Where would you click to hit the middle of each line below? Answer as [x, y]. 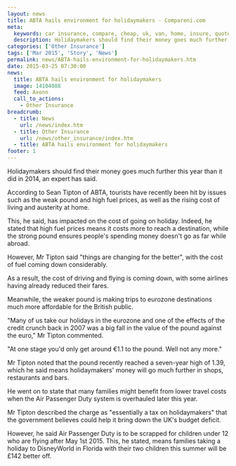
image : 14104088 [37, 86]
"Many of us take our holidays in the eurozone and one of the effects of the [116, 320]
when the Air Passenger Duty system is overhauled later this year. [103, 399]
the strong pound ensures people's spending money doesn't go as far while [117, 236]
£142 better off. [29, 456]
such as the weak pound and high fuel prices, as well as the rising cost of [113, 200]
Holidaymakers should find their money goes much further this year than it [115, 171]
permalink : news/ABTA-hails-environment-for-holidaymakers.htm [102, 60]
